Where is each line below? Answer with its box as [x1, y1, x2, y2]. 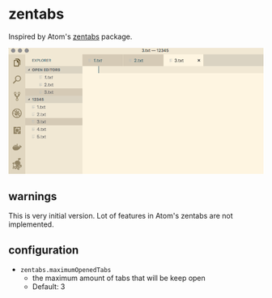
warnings [8, 189, 57, 203]
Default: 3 [32, 282, 66, 292]
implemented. [8, 219, 54, 229]
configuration [8, 243, 79, 257]
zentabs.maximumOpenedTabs [19, 266, 112, 275]
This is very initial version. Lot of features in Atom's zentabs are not [8, 211, 233, 221]
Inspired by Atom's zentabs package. [8, 32, 133, 41]
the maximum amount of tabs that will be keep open [32, 273, 206, 283]
